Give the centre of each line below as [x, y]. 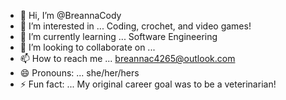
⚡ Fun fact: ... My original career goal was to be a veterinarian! [148, 84]
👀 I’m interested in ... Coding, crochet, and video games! [135, 26]
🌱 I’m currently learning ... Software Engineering [118, 36]
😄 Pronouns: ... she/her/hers [79, 73]
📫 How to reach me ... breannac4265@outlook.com [127, 58]
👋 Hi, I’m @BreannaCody [70, 15]
